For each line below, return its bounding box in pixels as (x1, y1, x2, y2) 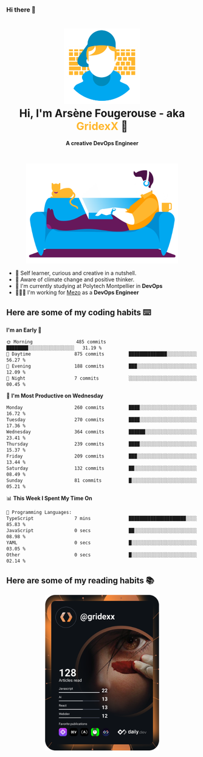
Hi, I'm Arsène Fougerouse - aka (19, 106, 185, 120)
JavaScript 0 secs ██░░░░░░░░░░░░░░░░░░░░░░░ (6, 528, 198, 534)
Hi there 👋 (6, 5, 36, 14)
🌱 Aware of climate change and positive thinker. (15, 276, 135, 283)
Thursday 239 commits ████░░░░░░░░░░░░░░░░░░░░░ (6, 441, 198, 447)
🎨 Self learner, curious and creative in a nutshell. (15, 270, 137, 277)
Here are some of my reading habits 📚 (6, 575, 155, 586)
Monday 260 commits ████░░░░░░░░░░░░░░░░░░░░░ (6, 405, 198, 411)
